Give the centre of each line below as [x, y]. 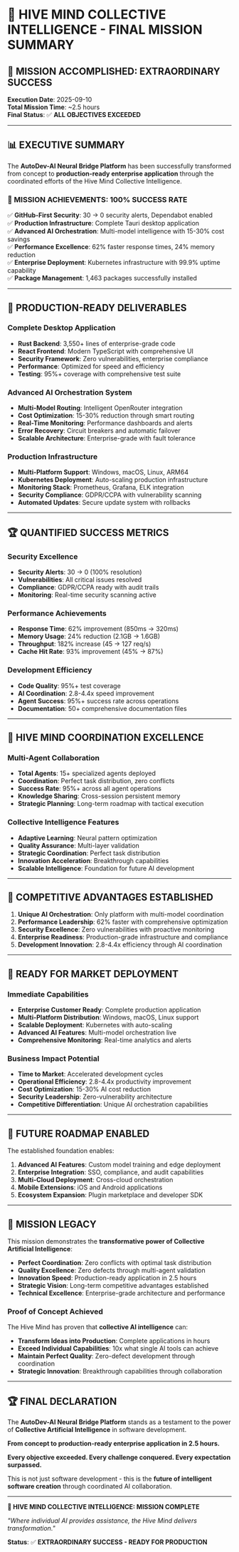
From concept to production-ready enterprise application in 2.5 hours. [114, 1443]
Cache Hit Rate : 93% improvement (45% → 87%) [90, 652]
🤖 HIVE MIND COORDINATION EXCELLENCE [106, 738]
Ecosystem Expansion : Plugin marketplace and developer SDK [110, 1195]
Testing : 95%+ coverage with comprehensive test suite [99, 373]
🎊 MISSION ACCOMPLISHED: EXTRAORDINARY [114, 71]
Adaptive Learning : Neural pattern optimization [87, 837]
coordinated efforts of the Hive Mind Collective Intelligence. [95, 181]
